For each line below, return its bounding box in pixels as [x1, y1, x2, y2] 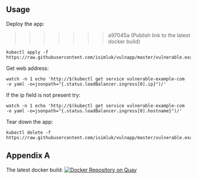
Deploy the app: [6, 20, 45, 27]
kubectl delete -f [6, 129, 51, 136]
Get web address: [6, 65, 49, 72]
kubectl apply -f [6, 49, 49, 55]
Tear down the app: [6, 118, 53, 125]
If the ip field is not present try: [6, 91, 81, 99]
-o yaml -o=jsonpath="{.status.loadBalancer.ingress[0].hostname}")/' [6, 108, 182, 114]
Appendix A [6, 151, 50, 161]
